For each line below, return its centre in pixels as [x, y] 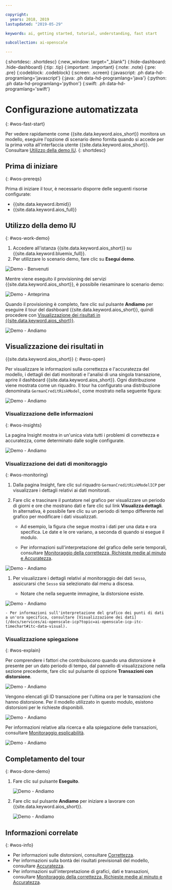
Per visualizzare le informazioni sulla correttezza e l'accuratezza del [77, 369]
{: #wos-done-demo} [28, 771]
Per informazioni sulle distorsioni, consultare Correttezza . [73, 855]
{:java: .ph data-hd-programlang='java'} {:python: [114, 78]
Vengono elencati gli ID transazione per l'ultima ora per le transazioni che [83, 696]
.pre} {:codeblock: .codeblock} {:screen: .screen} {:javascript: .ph [74, 73]
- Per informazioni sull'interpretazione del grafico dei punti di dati [85, 613]
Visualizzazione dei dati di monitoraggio [56, 463]
